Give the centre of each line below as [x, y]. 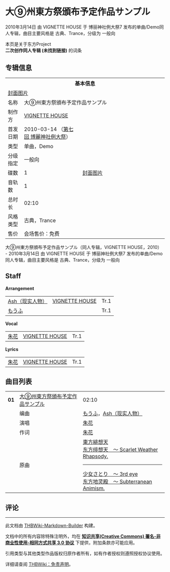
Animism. [94, 488]
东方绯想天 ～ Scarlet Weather [120, 450]
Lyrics [12, 349]
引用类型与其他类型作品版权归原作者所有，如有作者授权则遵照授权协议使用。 [85, 553]
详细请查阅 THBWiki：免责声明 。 [39, 564]
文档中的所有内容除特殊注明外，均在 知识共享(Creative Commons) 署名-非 [83, 537]
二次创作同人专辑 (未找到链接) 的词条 [44, 50]
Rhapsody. [95, 456]
